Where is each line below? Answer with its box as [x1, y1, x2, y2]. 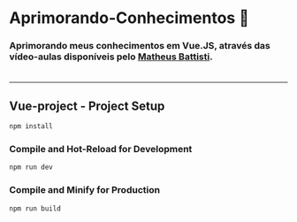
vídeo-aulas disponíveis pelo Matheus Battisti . [9, 50, 214, 63]
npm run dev [9, 163, 53, 172]
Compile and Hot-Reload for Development [9, 143, 193, 156]
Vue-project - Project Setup [9, 98, 165, 113]
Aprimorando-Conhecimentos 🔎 [9, 8, 250, 28]
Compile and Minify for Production [9, 184, 161, 196]
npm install [9, 122, 53, 131]
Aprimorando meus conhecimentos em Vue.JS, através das [9, 40, 271, 52]
